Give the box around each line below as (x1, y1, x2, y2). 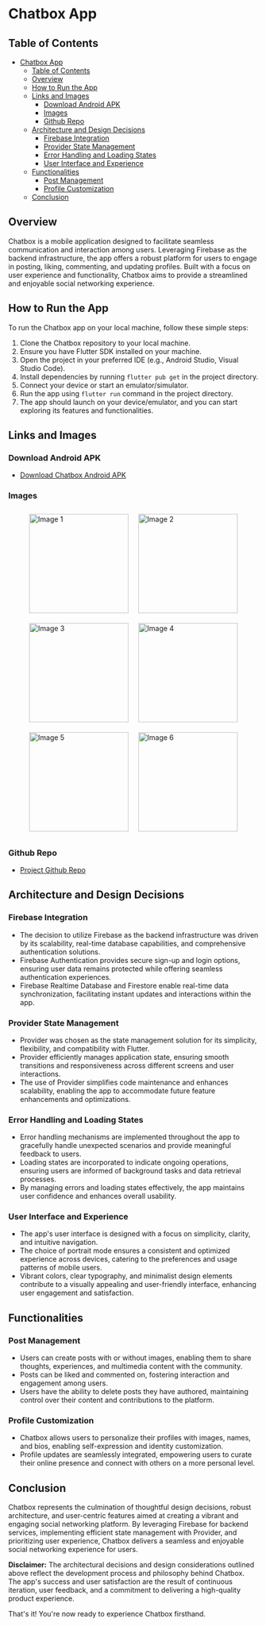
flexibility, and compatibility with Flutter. (19, 1043, 150, 1053)
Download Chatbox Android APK (19, 470, 127, 480)
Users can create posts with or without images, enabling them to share (19, 1353, 252, 1362)
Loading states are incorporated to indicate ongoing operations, (19, 1158, 229, 1167)
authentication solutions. (19, 946, 101, 957)
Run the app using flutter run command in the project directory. (19, 388, 233, 398)
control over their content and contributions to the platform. (19, 1395, 214, 1405)
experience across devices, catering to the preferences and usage (19, 1254, 238, 1264)
